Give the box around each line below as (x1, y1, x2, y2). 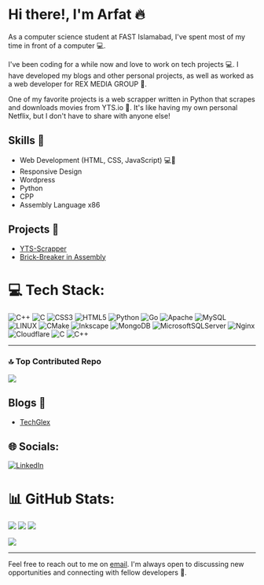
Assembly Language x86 (19, 200, 101, 209)
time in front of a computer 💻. (8, 41, 106, 50)
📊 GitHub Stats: (8, 490, 115, 508)
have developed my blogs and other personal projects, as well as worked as (8, 71, 254, 80)
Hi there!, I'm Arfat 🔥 (8, 6, 145, 24)
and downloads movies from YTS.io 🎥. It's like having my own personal (8, 102, 238, 112)
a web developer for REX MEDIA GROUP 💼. (8, 79, 148, 88)
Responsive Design (19, 167, 82, 176)
